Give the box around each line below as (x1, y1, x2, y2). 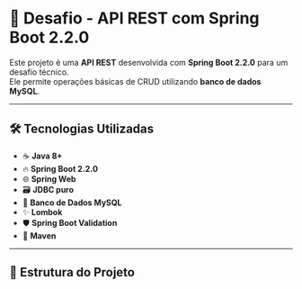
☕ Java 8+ (22, 150, 63, 161)
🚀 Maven (22, 230, 57, 241)
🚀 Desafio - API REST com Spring (9, 8, 260, 29)
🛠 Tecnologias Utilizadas (9, 122, 155, 137)
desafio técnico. (9, 67, 69, 77)
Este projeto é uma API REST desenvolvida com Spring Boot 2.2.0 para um (9, 57, 289, 68)
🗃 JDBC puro (22, 184, 75, 194)
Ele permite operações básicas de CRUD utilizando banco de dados (9, 76, 262, 86)
